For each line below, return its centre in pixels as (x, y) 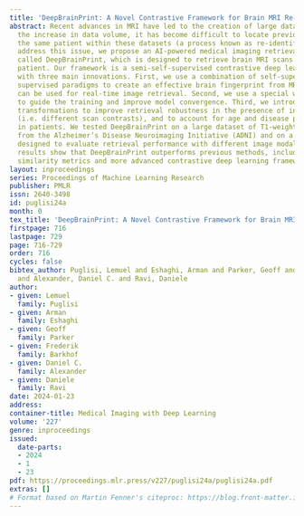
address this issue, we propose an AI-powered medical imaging (139, 52)
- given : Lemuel (40, 295)
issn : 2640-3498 (40, 195)
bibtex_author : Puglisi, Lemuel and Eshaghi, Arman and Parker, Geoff (145, 271)
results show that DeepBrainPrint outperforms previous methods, (143, 152)
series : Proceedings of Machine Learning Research (107, 177)
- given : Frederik (44, 346)
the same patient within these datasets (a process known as (135, 43)
